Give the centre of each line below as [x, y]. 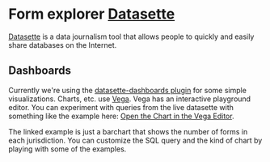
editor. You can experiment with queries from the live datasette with [121, 107]
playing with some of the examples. [67, 149]
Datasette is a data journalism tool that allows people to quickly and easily [131, 36]
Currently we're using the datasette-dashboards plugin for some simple [127, 90]
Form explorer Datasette [92, 14]
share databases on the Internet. [63, 45]
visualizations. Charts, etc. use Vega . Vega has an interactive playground [130, 99]
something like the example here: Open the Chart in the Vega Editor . [121, 116]
